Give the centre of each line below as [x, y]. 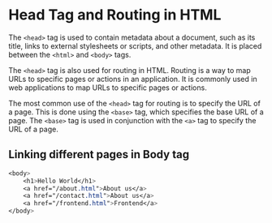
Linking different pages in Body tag [99, 154]
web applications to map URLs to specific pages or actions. [108, 88]
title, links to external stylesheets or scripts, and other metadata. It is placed [135, 45]
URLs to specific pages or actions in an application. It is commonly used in [133, 79]
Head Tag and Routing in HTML [115, 15]
